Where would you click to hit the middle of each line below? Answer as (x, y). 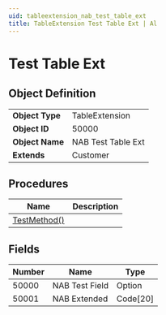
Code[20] (135, 299)
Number (28, 272)
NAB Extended (80, 299)
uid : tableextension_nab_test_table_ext (78, 16)
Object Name (38, 141)
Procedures (38, 183)
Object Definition (52, 94)
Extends (29, 155)
